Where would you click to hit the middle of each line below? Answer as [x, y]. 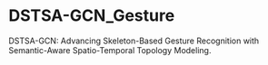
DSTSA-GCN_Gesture [92, 16]
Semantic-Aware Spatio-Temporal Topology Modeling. [110, 50]
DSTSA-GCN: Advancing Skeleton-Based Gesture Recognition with [134, 41]
